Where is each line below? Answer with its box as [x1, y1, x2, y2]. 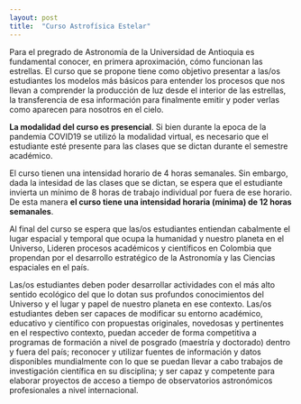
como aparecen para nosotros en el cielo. [9, 104, 164, 115]
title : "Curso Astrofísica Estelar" [9, 22, 151, 31]
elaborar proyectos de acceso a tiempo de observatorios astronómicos [9, 375, 273, 386]
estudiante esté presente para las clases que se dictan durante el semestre [9, 141, 288, 151]
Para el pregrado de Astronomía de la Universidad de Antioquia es [9, 46, 255, 57]
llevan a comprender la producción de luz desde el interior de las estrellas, [9, 85, 287, 96]
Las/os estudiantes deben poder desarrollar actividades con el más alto [9, 279, 276, 289]
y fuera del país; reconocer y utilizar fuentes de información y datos [9, 346, 261, 357]
